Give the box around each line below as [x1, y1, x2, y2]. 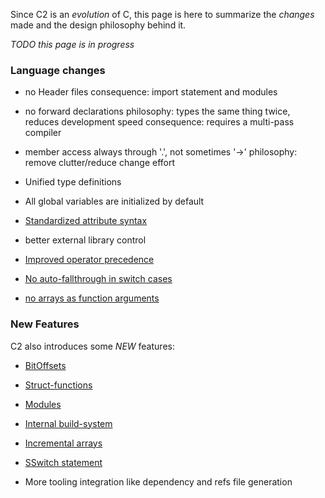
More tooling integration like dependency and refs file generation [24, 475, 293, 488]
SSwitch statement [24, 456, 103, 468]
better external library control [24, 234, 147, 246]
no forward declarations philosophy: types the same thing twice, [24, 105, 291, 118]
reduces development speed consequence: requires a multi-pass [24, 116, 295, 128]
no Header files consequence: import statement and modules [24, 86, 278, 98]
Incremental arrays [24, 437, 103, 449]
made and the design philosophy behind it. [10, 19, 187, 31]
